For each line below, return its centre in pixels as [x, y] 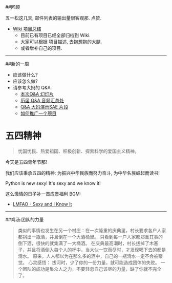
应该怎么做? [25, 81]
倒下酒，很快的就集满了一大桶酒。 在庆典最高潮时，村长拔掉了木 [86, 243]
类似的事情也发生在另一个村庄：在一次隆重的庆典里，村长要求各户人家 [92, 230]
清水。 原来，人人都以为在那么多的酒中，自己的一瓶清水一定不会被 [88, 256]
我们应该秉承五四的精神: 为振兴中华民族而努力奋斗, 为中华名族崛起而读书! [82, 173]
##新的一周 [17, 64]
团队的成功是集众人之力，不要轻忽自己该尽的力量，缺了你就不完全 [92, 269]
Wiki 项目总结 [27, 29]
